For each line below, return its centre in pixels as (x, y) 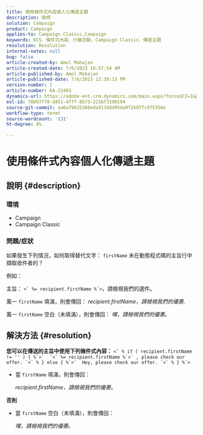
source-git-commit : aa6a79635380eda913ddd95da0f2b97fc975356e (86, 107)
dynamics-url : (24, 96)
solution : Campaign (31, 23)
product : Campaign (29, 29)
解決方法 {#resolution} (49, 335)
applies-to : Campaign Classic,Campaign (56, 34)
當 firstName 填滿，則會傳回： (53, 374)
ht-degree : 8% (24, 125)
